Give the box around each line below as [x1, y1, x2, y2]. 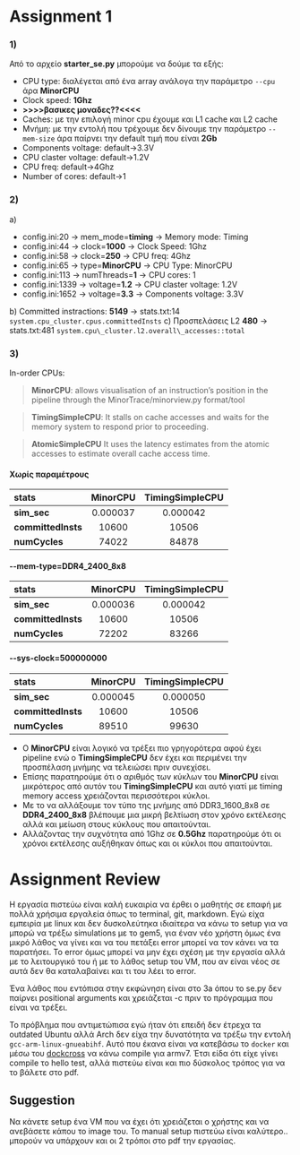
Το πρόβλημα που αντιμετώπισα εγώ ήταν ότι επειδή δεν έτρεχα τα [9, 1019, 261, 1030]
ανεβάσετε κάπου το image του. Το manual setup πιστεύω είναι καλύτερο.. [9, 1126, 288, 1137]
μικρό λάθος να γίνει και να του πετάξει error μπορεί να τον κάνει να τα [9, 936, 279, 947]
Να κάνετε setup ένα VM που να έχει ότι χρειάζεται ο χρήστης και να [9, 1116, 270, 1127]
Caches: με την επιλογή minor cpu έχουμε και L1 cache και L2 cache [21, 114, 278, 125]
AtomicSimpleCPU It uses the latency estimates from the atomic [30, 439, 270, 450]
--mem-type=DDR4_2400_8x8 [9, 560, 127, 571]
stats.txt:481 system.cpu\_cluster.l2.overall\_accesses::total [9, 324, 245, 335]
